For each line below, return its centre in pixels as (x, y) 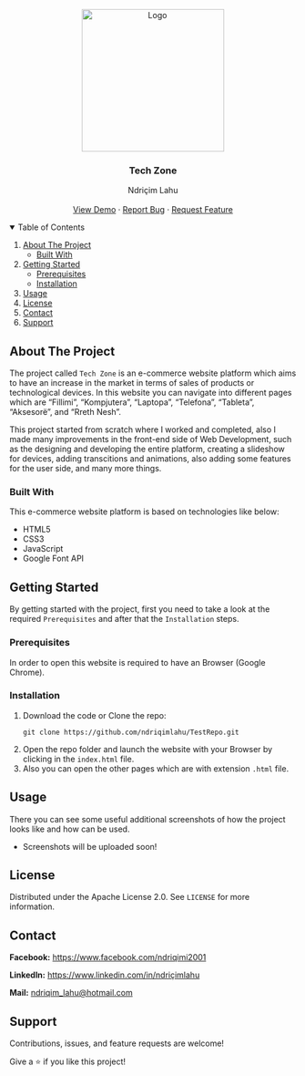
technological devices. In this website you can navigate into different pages (151, 393)
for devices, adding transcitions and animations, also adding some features (150, 459)
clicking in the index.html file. (78, 759)
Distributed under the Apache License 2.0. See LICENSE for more (130, 897)
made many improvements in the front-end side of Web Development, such (151, 440)
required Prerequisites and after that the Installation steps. (124, 619)
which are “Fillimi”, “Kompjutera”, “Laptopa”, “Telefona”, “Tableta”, (132, 402)
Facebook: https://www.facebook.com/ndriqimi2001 (108, 957)
